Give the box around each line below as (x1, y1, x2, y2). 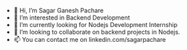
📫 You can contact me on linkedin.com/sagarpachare (13, 36, 166, 43)
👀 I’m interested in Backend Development (13, 14, 130, 22)
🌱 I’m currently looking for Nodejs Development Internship (13, 21, 178, 28)
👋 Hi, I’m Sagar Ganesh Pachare (13, 7, 104, 14)
